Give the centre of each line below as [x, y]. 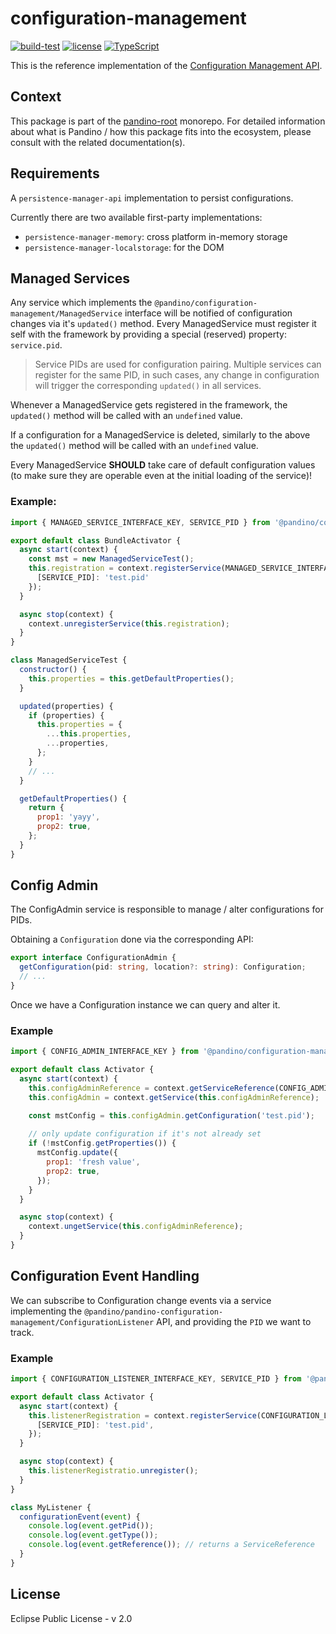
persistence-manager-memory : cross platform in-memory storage [156, 236]
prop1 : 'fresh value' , [93, 1162]
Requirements [55, 173]
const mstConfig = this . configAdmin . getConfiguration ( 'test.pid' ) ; [171, 1115]
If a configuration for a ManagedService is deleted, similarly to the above [160, 435]
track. [22, 1332]
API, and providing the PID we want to [234, 1321]
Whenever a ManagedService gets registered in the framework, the [149, 405]
